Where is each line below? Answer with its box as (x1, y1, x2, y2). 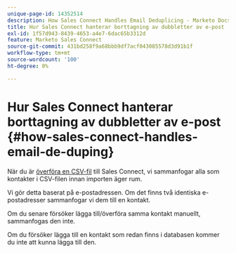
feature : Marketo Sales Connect (7, 37, 102, 44)
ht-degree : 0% (7, 63, 49, 70)
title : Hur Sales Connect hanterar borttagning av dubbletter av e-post (7, 23, 225, 30)
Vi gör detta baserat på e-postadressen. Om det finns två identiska (7, 188, 201, 197)
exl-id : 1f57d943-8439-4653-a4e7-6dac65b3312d (7, 30, 146, 37)
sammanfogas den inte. (7, 216, 76, 225)
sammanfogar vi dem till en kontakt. (46, 195, 151, 204)
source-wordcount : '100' (7, 56, 80, 63)
